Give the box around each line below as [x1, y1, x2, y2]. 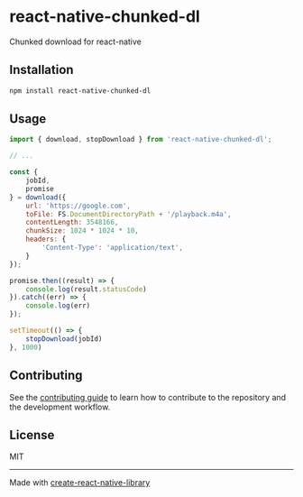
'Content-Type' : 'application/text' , [41, 244, 183, 253]
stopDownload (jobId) [25, 334, 103, 344]
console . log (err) [25, 301, 91, 310]
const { [9, 168, 39, 177]
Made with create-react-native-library [9, 477, 151, 488]
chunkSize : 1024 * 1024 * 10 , [25, 226, 140, 235]
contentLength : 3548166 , [25, 218, 119, 227]
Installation [9, 62, 74, 78]
